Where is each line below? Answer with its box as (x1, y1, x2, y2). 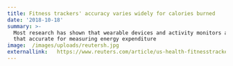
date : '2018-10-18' (7, 16, 64, 23)
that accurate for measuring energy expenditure (13, 36, 157, 43)
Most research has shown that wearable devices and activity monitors (13, 29, 222, 36)
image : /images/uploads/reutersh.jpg (7, 42, 119, 49)
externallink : (7, 49, 49, 56)
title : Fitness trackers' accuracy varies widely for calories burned (7, 10, 216, 17)
